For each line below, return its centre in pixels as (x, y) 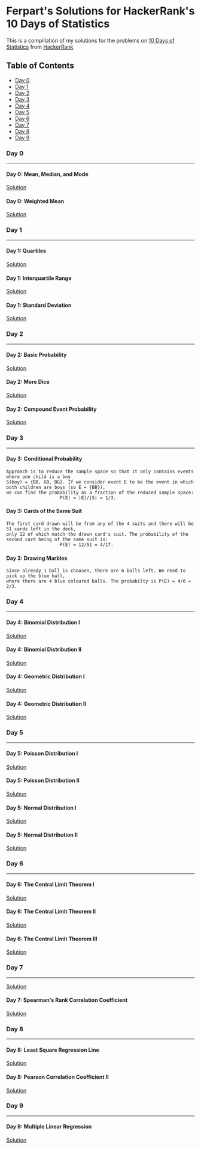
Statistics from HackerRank (40, 47)
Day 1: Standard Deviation (39, 305)
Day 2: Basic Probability (36, 355)
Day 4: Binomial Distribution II (44, 649)
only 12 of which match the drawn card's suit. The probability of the (97, 534)
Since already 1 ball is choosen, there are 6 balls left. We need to (96, 571)
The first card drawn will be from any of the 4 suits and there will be (100, 524)
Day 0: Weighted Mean (35, 201)
